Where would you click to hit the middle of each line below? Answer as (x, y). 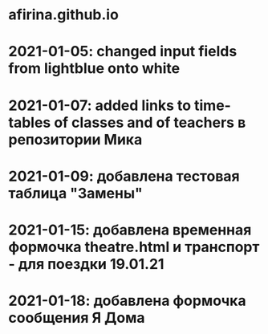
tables (30, 122)
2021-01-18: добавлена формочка (127, 301)
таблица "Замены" (75, 193)
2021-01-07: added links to (99, 105)
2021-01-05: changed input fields (123, 52)
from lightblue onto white (94, 69)
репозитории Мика (75, 139)
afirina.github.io (63, 15)
